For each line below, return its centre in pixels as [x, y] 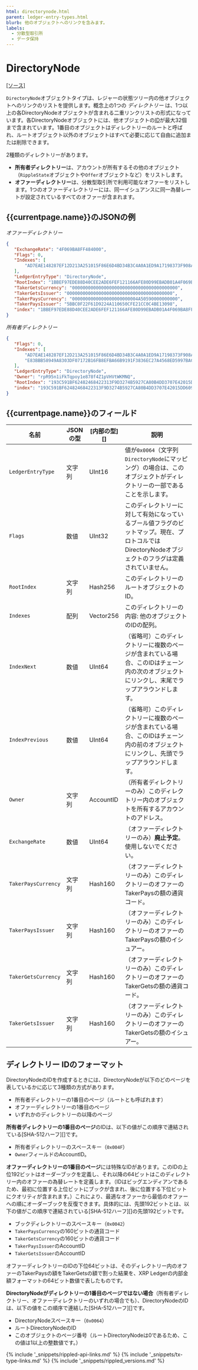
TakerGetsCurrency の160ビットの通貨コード [67, 1239]
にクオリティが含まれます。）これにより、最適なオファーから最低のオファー [97, 1196]
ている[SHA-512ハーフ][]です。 [43, 1134]
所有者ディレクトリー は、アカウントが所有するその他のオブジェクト [97, 167]
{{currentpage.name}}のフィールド [72, 413]
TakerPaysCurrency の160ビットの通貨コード [67, 1231]
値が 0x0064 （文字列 [151, 450]
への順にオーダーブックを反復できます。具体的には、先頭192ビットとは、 [95, 1204]
